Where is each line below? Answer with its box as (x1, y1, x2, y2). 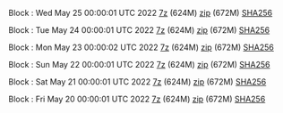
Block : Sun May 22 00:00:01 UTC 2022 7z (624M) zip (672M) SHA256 (8, 60, 270, 69)
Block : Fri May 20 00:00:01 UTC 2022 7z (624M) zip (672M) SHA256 (8, 93, 266, 104)
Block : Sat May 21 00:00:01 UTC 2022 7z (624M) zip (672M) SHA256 (8, 77, 267, 87)
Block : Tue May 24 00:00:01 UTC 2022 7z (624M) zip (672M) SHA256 (8, 25, 270, 35)
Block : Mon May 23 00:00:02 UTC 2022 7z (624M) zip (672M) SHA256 (8, 42, 274, 52)
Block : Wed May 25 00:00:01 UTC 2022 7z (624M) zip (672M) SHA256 (8, 8, 273, 18)
